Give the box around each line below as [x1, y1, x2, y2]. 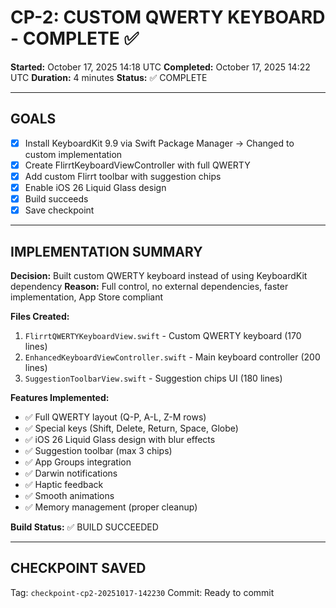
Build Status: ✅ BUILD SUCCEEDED [10, 521, 159, 533]
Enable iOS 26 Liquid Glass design [24, 181, 167, 193]
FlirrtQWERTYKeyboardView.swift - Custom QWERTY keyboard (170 [24, 329, 302, 341]
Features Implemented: [10, 391, 110, 403]
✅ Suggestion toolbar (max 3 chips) [24, 444, 173, 456]
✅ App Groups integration [24, 456, 132, 468]
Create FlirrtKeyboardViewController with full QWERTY [24, 159, 251, 171]
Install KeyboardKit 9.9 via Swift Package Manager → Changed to [24, 137, 295, 149]
